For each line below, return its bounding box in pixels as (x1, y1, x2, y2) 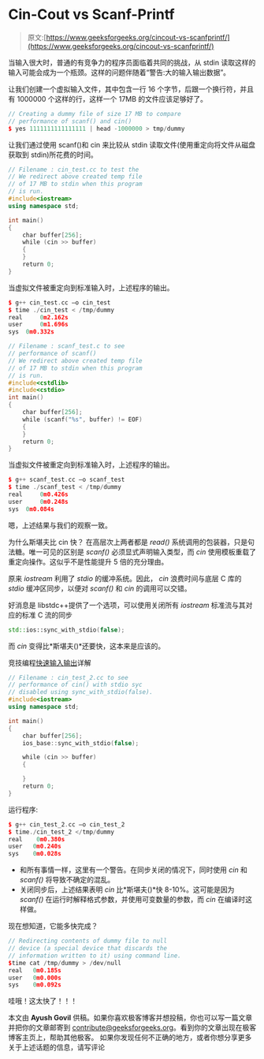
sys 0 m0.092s (8, 981, 61, 989)
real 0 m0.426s (8, 490, 69, 498)
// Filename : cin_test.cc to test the (8, 166, 139, 173)
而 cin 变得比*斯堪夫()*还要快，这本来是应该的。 (8, 641, 165, 651)
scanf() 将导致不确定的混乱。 (19, 875, 115, 885)
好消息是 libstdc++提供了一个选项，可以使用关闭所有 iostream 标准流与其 (8, 600, 246, 610)
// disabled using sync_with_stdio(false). (8, 688, 154, 696)
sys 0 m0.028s (8, 850, 61, 858)
